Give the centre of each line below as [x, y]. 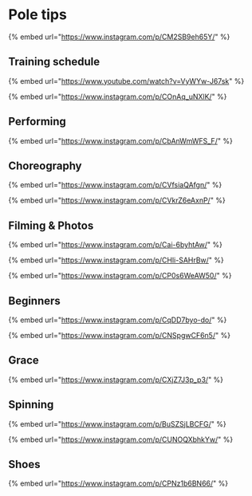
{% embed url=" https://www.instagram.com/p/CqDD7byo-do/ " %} [118, 320]
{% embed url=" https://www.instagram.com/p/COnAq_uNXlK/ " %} [118, 96]
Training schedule [54, 62]
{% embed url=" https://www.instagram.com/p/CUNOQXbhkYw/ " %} [121, 439]
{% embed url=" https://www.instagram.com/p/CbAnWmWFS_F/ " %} [120, 140]
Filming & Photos [51, 225]
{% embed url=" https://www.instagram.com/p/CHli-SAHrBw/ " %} [116, 260]
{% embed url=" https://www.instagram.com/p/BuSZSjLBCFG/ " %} [117, 423]
